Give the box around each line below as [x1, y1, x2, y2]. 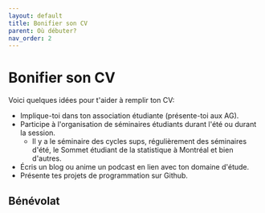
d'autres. [31, 154, 62, 163]
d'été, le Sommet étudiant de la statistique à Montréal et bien [31, 145, 234, 155]
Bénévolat [8, 194, 60, 207]
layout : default [8, 11, 63, 20]
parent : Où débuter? [8, 27, 78, 35]
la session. [19, 128, 56, 137]
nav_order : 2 [8, 34, 52, 43]
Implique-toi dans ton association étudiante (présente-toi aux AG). [19, 111, 239, 121]
